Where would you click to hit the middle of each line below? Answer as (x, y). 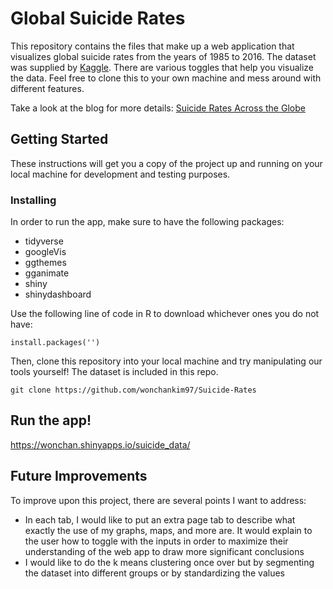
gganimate (47, 273)
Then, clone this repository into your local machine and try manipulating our (166, 361)
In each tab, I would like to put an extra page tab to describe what (160, 519)
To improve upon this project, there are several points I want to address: (158, 500)
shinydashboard (58, 294)
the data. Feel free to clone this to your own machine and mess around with (166, 78)
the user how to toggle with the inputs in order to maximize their (156, 541)
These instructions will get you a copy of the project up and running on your (166, 163)
